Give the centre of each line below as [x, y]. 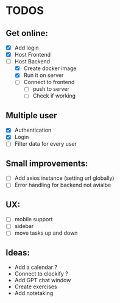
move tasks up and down [46, 233]
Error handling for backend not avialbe [63, 185]
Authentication [33, 130]
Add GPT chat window [43, 280]
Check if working [54, 96]
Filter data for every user [46, 144]
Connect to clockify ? [41, 274]
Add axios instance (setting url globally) [64, 178]
